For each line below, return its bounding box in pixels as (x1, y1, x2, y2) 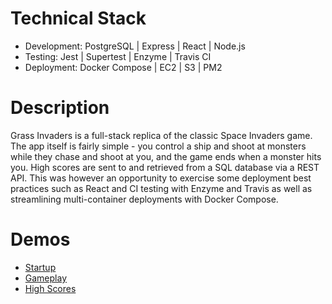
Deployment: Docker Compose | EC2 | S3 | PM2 (24, 61, 223, 73)
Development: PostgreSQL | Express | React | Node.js (24, 40, 246, 52)
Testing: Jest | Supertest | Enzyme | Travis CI (24, 50, 212, 62)
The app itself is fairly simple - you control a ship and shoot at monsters (10, 140, 307, 152)
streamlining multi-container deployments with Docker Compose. (10, 193, 279, 205)
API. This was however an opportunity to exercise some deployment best (10, 172, 312, 184)
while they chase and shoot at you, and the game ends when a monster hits (10, 150, 322, 162)
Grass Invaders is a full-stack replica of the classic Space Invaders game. (10, 129, 313, 141)
